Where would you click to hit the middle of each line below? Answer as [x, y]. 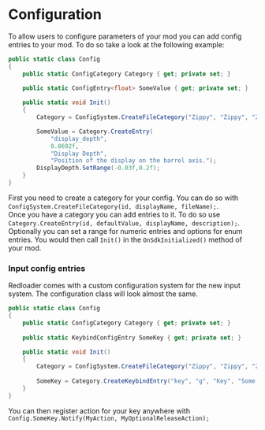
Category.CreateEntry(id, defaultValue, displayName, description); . [124, 223]
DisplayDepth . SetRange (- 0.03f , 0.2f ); [98, 168]
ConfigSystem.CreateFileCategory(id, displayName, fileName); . [114, 206]
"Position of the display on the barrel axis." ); [133, 161]
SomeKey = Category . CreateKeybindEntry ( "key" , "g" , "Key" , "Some [146, 381]
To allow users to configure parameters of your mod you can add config [125, 36]
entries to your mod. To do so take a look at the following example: [116, 44]
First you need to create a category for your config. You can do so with [123, 198]
